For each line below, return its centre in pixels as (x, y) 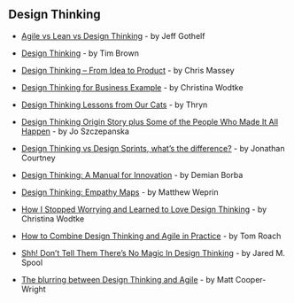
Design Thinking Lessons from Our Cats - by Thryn (114, 105)
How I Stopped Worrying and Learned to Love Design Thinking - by (144, 209)
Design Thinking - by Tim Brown (80, 53)
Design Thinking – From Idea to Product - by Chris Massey (128, 70)
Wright (33, 289)
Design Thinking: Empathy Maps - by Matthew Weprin (120, 192)
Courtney (38, 158)
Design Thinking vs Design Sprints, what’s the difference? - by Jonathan (153, 148)
